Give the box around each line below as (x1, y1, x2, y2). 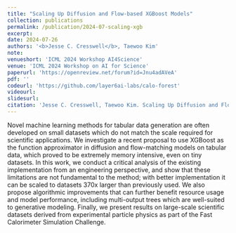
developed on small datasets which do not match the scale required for (7, 128, 213, 137)
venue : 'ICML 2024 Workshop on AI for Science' (7, 62, 150, 69)
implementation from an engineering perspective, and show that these (7, 166, 211, 174)
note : (7, 50, 23, 57)
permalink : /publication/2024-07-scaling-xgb (7, 23, 143, 30)
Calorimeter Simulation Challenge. (7, 218, 107, 226)
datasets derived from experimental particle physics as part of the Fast (7, 210, 213, 218)
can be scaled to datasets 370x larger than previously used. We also (7, 180, 205, 189)
